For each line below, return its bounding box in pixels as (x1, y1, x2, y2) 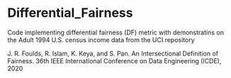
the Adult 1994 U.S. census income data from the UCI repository (7, 35, 195, 44)
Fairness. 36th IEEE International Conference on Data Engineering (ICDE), (7, 56, 222, 65)
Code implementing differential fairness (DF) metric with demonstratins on (7, 28, 225, 37)
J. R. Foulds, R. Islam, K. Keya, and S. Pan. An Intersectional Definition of (7, 49, 218, 58)
